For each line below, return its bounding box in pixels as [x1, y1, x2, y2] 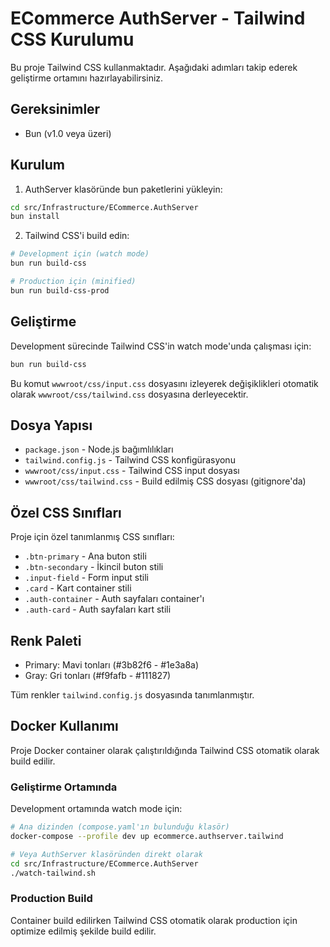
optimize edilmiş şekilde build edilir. [10, 925, 157, 937]
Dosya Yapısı [10, 417, 93, 434]
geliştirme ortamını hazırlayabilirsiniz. [10, 72, 164, 84]
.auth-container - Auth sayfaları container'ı [24, 593, 205, 605]
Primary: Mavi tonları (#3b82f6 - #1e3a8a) [24, 658, 200, 671]
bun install [10, 212, 60, 222]
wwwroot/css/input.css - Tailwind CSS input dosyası [24, 465, 240, 477]
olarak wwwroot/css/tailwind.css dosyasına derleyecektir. [10, 388, 249, 400]
